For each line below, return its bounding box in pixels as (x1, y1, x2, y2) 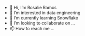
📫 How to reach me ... (9, 26, 55, 31)
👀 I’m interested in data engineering (9, 10, 81, 16)
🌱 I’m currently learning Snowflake (9, 15, 78, 20)
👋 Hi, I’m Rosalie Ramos (9, 5, 57, 10)
